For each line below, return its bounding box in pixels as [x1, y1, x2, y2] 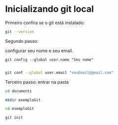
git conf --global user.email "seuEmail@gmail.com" [5, 70, 114, 75]
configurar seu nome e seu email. [5, 48, 74, 54]
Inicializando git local [5, 3, 94, 15]
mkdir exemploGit [5, 97, 41, 102]
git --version [5, 29, 35, 34]
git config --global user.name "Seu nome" [5, 57, 94, 62]
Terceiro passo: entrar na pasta [5, 79, 69, 85]
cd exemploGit [5, 106, 35, 111]
